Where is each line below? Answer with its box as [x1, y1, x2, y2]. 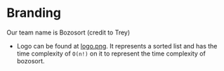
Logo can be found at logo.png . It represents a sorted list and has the [16, 41, 218, 50]
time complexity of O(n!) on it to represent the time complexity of [16, 49, 206, 58]
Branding [6, 5, 61, 21]
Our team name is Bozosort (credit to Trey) [6, 28, 131, 37]
